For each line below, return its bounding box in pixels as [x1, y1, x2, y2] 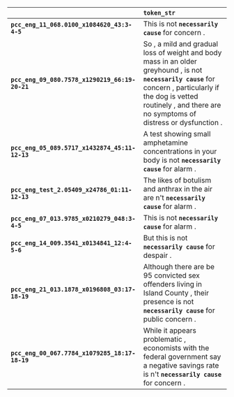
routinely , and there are [143, 101, 221, 110]
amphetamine [143, 138, 188, 147]
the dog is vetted [143, 92, 198, 101]
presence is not [143, 297, 194, 306]
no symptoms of [143, 109, 196, 118]
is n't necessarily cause [143, 370, 221, 379]
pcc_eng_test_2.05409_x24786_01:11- [10, 186, 132, 194]
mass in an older [143, 57, 197, 66]
